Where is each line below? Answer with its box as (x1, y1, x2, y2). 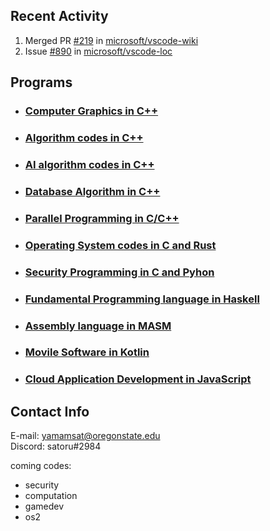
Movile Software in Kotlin (24, 345, 150, 359)
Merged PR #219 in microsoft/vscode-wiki (24, 34, 199, 46)
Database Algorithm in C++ (24, 184, 161, 198)
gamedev (24, 500, 64, 513)
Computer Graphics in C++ (24, 104, 159, 118)
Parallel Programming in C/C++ (24, 211, 180, 225)
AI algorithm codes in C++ (24, 157, 155, 171)
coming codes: (10, 460, 72, 472)
